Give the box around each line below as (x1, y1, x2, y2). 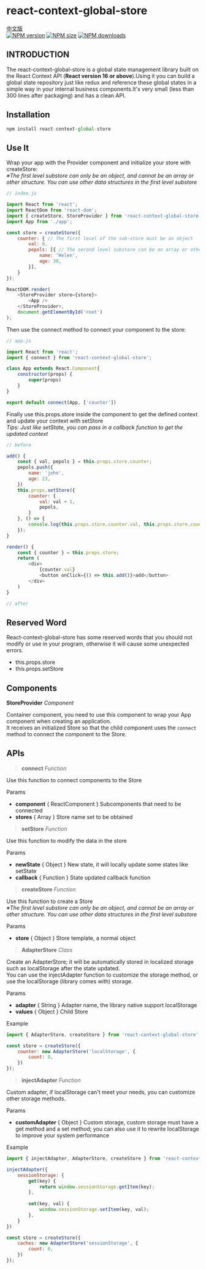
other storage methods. (6, 1095, 66, 1102)
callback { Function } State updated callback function (15, 874, 151, 881)
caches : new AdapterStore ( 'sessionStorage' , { (17, 1240, 139, 1246)
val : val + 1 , (39, 498, 75, 505)
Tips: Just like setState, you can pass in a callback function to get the (6, 424, 183, 431)
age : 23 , (28, 476, 51, 482)
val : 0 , (28, 241, 48, 247)
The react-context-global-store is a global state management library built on (6, 66, 199, 73)
